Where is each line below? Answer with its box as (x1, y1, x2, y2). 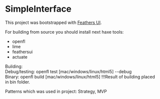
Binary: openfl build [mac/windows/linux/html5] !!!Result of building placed (5, 74, 155, 79)
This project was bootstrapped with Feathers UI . (5, 20, 102, 25)
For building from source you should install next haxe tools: (5, 29, 124, 35)
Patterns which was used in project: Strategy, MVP (5, 88, 107, 94)
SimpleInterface (5, 3, 72, 15)
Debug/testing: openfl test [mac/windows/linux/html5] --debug (5, 68, 132, 74)
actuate (12, 54, 28, 59)
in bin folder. (5, 79, 30, 85)
